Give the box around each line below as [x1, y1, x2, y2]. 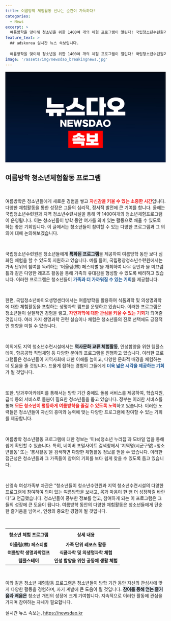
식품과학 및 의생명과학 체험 [59, 549, 113, 556]
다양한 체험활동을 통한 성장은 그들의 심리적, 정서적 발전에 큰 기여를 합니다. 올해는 [5, 204, 165, 211]
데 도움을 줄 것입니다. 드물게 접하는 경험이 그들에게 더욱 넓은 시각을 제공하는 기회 [5, 362, 164, 369]
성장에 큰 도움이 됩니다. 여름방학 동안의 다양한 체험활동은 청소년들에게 [14, 501, 154, 508]
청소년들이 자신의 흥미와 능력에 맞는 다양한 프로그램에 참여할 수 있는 [18, 409, 154, 415]
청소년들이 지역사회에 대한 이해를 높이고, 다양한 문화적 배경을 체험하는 [22, 356, 162, 362]
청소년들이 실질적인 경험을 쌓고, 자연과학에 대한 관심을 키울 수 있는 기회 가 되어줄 [5, 310, 163, 316]
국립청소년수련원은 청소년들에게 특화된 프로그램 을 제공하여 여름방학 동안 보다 [5, 250, 158, 257]
